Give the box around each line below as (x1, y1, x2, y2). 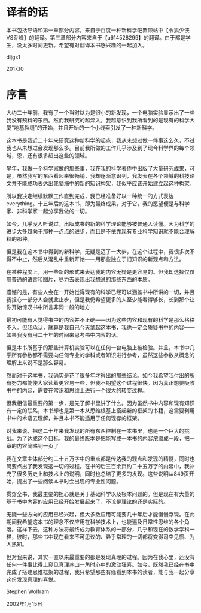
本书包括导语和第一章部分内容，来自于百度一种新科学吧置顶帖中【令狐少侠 (6, 26, 190, 34)
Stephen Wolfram (6, 588, 50, 595)
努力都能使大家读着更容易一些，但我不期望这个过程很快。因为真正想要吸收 (11, 379, 195, 386)
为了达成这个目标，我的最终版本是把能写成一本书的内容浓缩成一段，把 (16, 435, 190, 442)
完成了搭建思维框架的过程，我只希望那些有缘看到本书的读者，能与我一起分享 (6, 568, 195, 575)
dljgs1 (6, 53, 21, 61)
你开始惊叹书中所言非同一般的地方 (6, 303, 90, 310)
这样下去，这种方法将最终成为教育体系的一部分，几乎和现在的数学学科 (16, 525, 190, 533)
